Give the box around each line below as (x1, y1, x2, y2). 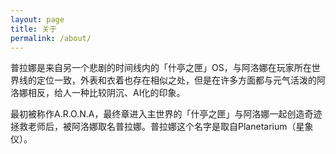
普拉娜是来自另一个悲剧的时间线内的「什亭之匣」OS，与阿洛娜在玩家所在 (10, 62, 312, 74)
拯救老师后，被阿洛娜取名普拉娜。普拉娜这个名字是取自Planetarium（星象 (10, 121, 314, 133)
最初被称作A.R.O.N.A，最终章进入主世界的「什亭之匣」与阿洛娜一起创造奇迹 (10, 108, 323, 120)
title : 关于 (10, 24, 57, 34)
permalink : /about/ (10, 33, 92, 43)
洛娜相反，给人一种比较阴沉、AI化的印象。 (10, 87, 186, 99)
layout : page (10, 14, 65, 25)
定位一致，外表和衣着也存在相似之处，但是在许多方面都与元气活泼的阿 (36, 74, 326, 86)
